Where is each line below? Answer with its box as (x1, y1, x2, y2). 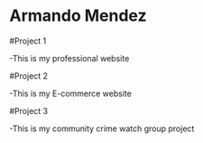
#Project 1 (9, 35, 47, 46)
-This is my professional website (9, 52, 130, 63)
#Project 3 (9, 105, 48, 116)
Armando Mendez (9, 5, 147, 26)
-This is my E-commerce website (9, 88, 133, 99)
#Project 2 (9, 70, 48, 81)
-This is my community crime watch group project (9, 123, 195, 134)
